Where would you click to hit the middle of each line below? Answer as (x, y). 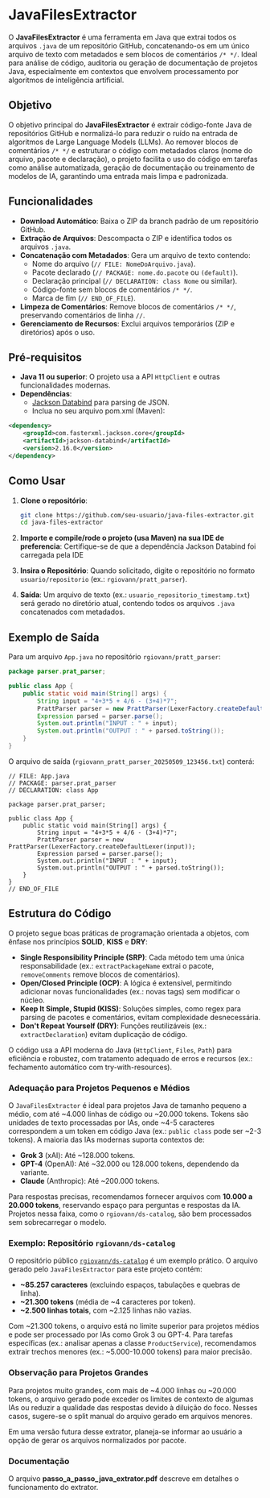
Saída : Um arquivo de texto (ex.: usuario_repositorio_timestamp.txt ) (135, 595)
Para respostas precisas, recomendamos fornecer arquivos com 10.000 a (131, 1196)
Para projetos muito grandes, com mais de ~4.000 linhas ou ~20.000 (123, 1390)
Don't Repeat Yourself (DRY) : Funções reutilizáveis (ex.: (113, 1026)
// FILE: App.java (39, 776)
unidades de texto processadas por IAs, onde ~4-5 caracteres (112, 1122)
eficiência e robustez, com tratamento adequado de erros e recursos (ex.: (131, 1058)
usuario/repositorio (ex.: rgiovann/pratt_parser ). (103, 579)
